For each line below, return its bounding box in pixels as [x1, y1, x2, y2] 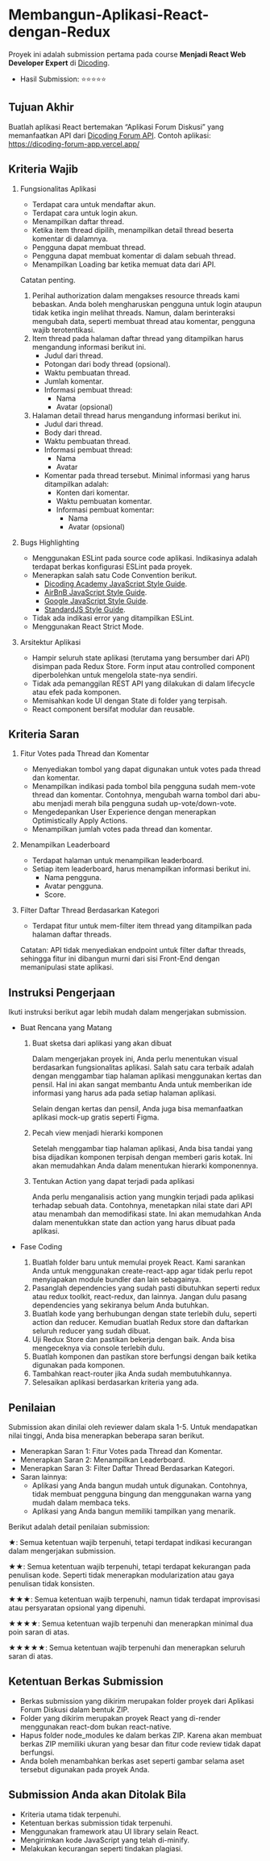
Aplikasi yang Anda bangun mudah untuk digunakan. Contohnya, [31, 1481, 248, 1490]
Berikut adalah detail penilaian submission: [8, 1522, 151, 1531]
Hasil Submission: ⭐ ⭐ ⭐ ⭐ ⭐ [19, 74, 106, 84]
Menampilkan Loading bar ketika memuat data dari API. [31, 260, 216, 269]
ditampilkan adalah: [44, 479, 110, 488]
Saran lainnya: [19, 1473, 68, 1481]
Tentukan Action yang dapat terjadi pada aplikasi [31, 1177, 195, 1186]
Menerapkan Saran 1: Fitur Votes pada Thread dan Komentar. [19, 1447, 223, 1456]
